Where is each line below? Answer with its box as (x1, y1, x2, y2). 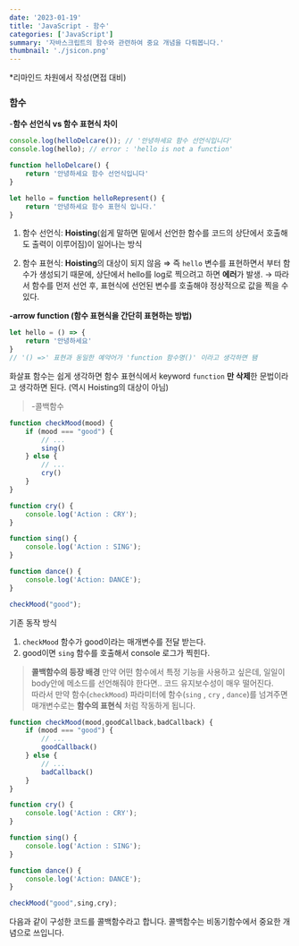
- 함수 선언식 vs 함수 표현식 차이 (9, 118, 118, 130)
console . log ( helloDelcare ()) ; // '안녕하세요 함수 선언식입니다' (9, 136, 234, 146)
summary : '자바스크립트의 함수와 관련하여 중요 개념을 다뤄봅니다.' (9, 38, 225, 47)
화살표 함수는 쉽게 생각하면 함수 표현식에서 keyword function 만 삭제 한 (9, 371, 258, 381)
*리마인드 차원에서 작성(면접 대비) (9, 72, 127, 83)
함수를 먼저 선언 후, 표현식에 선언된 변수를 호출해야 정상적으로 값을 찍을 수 (31, 280, 289, 291)
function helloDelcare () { (9, 161, 110, 170)
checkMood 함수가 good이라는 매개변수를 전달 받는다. (21, 636, 206, 647)
